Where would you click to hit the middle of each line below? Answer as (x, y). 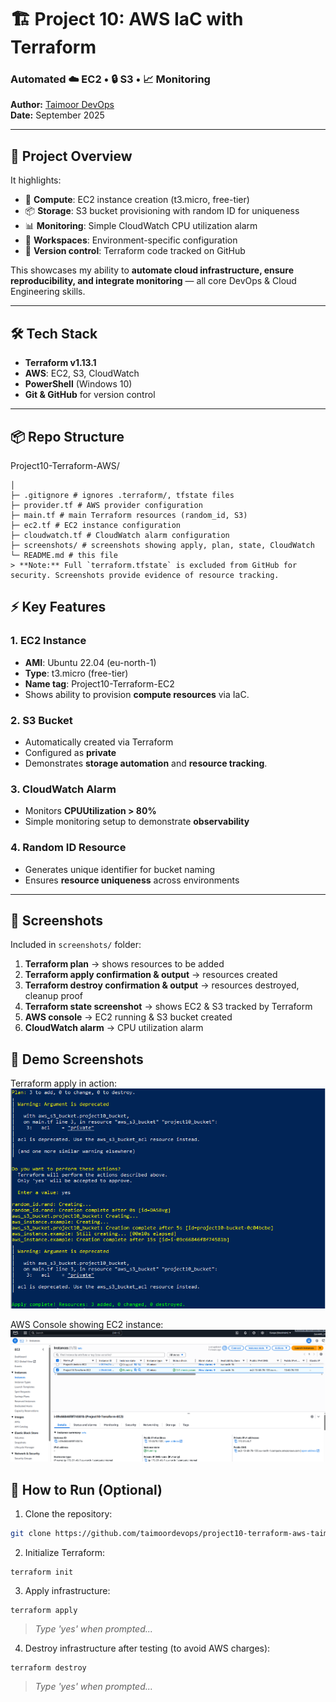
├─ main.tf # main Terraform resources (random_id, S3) (129, 515)
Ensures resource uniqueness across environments (132, 880)
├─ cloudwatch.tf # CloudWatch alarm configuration (120, 535)
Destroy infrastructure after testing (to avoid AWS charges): (147, 1648)
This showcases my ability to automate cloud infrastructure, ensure (152, 270)
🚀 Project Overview (71, 156)
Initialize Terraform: (65, 1553)
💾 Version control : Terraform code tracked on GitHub (135, 251)
